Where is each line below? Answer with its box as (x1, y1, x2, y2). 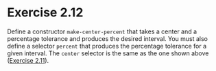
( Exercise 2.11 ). (7, 56, 49, 64)
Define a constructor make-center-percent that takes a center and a (7, 27, 197, 35)
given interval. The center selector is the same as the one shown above (7, 49, 209, 57)
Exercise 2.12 (7, 5, 84, 20)
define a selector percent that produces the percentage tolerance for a (7, 42, 207, 50)
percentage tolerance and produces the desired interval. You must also (7, 34, 208, 42)
